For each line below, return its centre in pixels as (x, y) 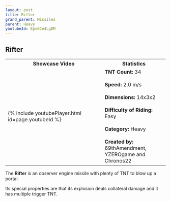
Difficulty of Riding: (129, 110)
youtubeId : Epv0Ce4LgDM (31, 29)
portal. (12, 179)
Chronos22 (118, 160)
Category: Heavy (125, 129)
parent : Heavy (20, 24)
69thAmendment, (125, 148)
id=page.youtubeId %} (35, 119)
